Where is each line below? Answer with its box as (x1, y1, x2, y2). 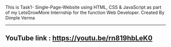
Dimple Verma (5, 15, 35, 20)
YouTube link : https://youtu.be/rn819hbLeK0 (5, 34, 153, 42)
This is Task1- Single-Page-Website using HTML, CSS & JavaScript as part (5, 4, 162, 10)
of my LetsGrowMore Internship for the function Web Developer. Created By (5, 9, 165, 15)
